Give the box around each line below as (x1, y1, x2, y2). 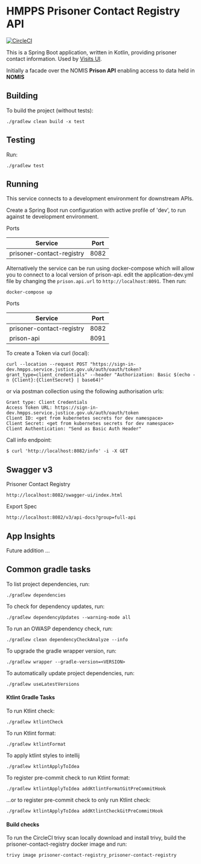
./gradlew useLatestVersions (6, 681, 80, 687)
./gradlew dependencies (6, 592, 66, 598)
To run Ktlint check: (6, 708, 55, 715)
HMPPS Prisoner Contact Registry (6, 4, 180, 18)
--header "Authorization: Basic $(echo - (89, 372, 196, 378)
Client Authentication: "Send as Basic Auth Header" (6, 426, 142, 432)
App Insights (6, 531, 56, 541)
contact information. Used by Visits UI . (6, 55, 103, 62)
